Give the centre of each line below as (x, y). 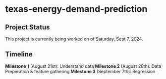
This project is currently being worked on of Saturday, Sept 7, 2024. (74, 39)
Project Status (28, 27)
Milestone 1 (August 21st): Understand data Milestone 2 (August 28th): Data (83, 66)
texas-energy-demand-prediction (76, 9)
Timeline (19, 54)
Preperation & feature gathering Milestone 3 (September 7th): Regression (80, 71)
